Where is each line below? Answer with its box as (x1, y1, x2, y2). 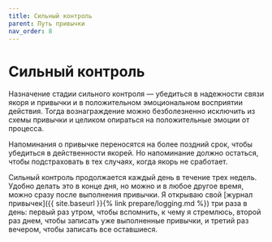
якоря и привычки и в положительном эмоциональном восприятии (8, 98, 244, 108)
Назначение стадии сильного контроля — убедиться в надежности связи (8, 89, 265, 99)
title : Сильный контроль (8, 11, 93, 20)
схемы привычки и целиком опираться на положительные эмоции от (8, 115, 250, 125)
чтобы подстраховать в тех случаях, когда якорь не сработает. (8, 156, 228, 167)
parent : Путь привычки (8, 20, 85, 28)
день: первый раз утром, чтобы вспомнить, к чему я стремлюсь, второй (8, 207, 261, 217)
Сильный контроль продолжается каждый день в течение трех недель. (8, 173, 257, 183)
